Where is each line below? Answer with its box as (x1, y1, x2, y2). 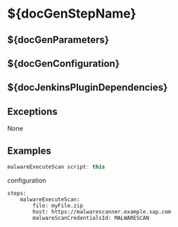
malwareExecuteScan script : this (7, 163, 106, 171)
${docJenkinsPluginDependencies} (7, 82, 168, 94)
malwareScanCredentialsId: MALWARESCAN (32, 214, 150, 221)
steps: (7, 190, 27, 197)
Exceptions (7, 105, 58, 118)
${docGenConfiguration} (7, 57, 120, 69)
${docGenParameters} (7, 34, 110, 46)
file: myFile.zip (32, 202, 83, 209)
